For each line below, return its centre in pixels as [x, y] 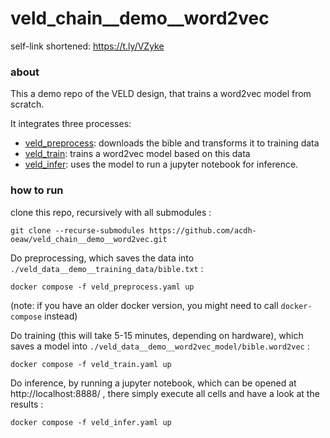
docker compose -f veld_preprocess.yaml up [102, 287]
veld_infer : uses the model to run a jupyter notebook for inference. [161, 164]
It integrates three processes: [71, 124]
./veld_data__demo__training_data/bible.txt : [107, 268]
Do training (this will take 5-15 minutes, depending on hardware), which [157, 335]
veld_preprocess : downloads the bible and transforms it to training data [172, 143]
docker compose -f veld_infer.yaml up [91, 422]
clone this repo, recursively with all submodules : [111, 212]
